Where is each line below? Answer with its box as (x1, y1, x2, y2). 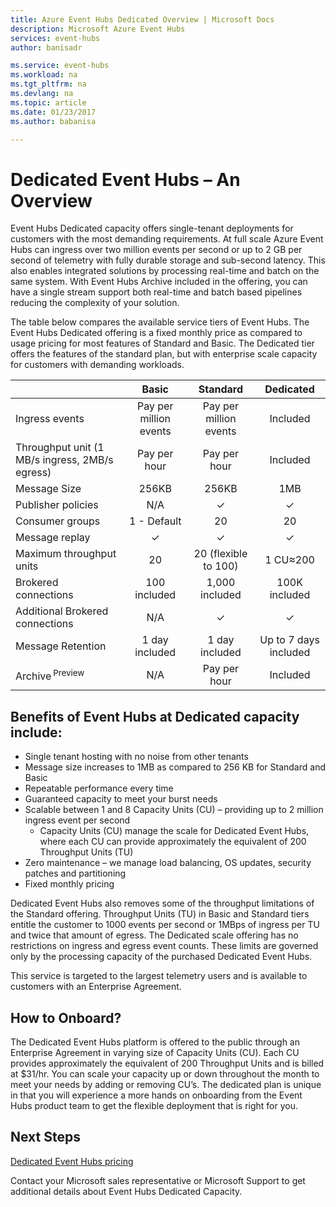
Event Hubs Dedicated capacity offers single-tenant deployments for (10, 222, 294, 235)
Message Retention (15, 639, 107, 653)
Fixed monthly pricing (24, 878, 115, 890)
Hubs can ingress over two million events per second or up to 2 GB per (10, 244, 303, 256)
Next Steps (10, 1129, 81, 1146)
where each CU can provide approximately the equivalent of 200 (39, 836, 307, 848)
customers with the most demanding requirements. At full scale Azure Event (10, 233, 324, 245)
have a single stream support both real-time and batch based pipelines (10, 286, 303, 298)
